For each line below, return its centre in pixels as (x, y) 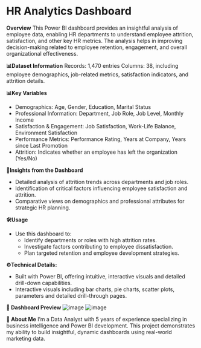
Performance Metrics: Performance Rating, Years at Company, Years (100, 139)
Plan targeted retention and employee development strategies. (102, 253)
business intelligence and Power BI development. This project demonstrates (101, 326)
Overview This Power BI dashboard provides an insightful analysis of (92, 28)
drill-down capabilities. (43, 283)
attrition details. (26, 80)
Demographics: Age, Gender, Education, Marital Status (83, 107)
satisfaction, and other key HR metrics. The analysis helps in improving (94, 41)
